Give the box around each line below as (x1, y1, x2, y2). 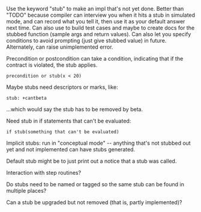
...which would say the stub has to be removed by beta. (6, 106, 143, 113)
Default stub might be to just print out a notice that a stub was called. (6, 157, 177, 165)
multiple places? (6, 187, 47, 194)
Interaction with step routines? (6, 169, 82, 176)
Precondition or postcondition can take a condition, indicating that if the (6, 55, 184, 62)
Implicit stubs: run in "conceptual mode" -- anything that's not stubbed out (6, 139, 191, 147)
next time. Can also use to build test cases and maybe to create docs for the (6, 24, 195, 31)
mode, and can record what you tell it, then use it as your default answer (6, 18, 185, 25)
